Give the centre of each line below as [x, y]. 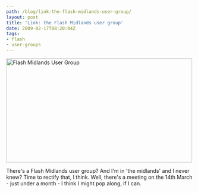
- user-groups [24, 45]
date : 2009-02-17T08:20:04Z [41, 28]
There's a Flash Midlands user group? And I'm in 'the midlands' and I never [98, 170]
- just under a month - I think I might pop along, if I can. [74, 183]
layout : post [22, 17]
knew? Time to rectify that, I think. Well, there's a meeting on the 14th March [99, 177]
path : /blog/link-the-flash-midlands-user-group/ [69, 12]
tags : [13, 34]
